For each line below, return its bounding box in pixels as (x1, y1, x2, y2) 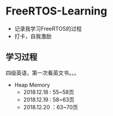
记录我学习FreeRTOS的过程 (14, 25, 82, 32)
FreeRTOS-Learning (5, 4, 108, 18)
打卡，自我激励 (14, 32, 52, 40)
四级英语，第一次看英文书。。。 (5, 69, 79, 76)
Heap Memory (14, 81, 50, 88)
